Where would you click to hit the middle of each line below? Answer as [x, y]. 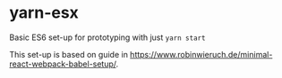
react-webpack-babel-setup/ [63, 64]
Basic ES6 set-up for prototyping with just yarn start [107, 37]
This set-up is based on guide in [68, 54]
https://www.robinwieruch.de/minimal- [201, 54]
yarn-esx [44, 13]
